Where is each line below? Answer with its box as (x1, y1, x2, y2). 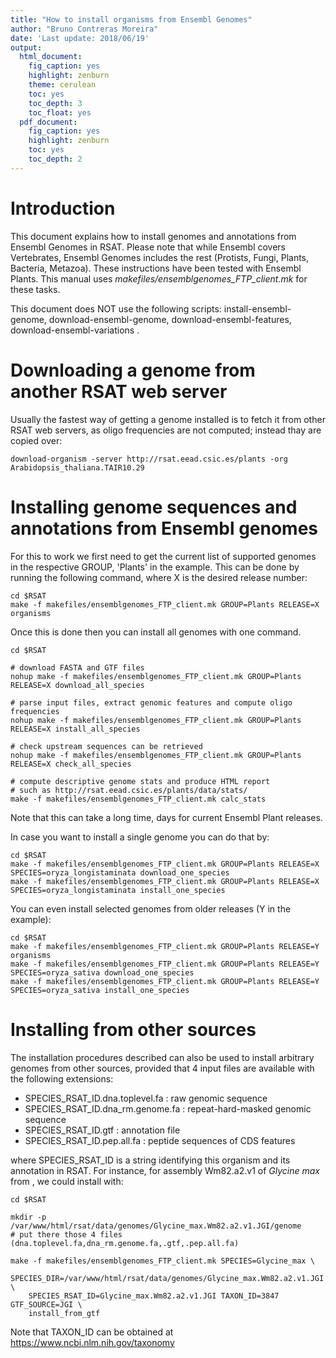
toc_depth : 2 (28, 154, 83, 164)
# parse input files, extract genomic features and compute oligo (10, 697, 293, 708)
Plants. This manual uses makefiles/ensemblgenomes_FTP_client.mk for (10, 272, 308, 285)
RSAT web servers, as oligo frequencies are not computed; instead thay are (10, 424, 322, 436)
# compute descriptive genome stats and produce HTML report (10, 776, 271, 786)
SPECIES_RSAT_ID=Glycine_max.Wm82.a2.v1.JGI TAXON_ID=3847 (28, 1291, 280, 1301)
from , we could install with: (10, 1175, 124, 1187)
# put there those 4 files (10, 1229, 123, 1240)
